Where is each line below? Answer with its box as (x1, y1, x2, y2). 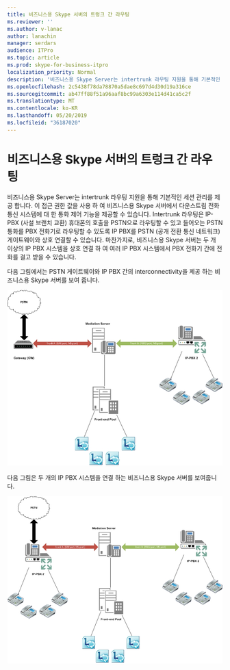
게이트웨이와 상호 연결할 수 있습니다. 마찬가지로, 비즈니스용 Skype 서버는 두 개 (7, 235, 216, 244)
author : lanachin (7, 33, 57, 40)
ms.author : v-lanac (7, 25, 63, 32)
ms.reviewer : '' (7, 18, 53, 25)
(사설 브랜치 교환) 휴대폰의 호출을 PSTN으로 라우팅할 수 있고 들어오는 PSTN (20, 218, 223, 227)
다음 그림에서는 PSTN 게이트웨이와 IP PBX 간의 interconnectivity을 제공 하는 (7, 267, 214, 275)
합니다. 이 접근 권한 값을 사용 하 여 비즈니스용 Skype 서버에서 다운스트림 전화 (14, 201, 220, 209)
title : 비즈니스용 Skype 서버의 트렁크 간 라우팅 (7, 11, 130, 18)
